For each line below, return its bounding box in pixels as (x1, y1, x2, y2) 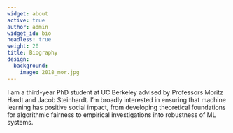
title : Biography (7, 50, 58, 57)
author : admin (7, 23, 49, 30)
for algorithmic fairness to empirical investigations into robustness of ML (7, 110, 216, 119)
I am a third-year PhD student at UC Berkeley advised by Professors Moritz (7, 88, 224, 97)
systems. (7, 118, 34, 126)
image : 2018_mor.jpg (20, 69, 80, 76)
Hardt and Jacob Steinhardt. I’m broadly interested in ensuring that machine (7, 95, 226, 104)
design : (7, 56, 30, 63)
